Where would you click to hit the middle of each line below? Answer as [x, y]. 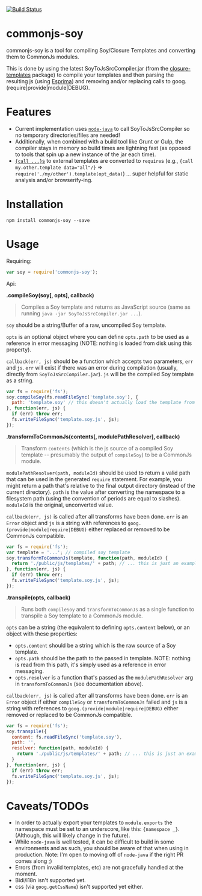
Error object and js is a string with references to [66, 523]
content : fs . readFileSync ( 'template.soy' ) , [67, 737]
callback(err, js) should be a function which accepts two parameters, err [100, 361]
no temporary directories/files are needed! [67, 135]
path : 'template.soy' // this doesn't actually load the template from [103, 403]
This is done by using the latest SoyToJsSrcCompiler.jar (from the [87, 68]
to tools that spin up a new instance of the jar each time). [85, 154]
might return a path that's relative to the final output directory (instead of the [101, 485]
